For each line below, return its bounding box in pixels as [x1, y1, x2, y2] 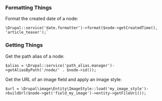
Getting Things [5, 42, 43, 49]
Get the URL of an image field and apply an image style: [5, 76, 122, 82]
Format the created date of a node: [5, 16, 79, 22]
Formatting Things [5, 4, 52, 11]
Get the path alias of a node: [5, 53, 65, 59]
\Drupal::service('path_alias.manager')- [25, 63, 115, 68]
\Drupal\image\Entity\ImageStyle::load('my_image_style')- [21, 86, 149, 91]
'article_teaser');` [5, 30, 49, 35]
